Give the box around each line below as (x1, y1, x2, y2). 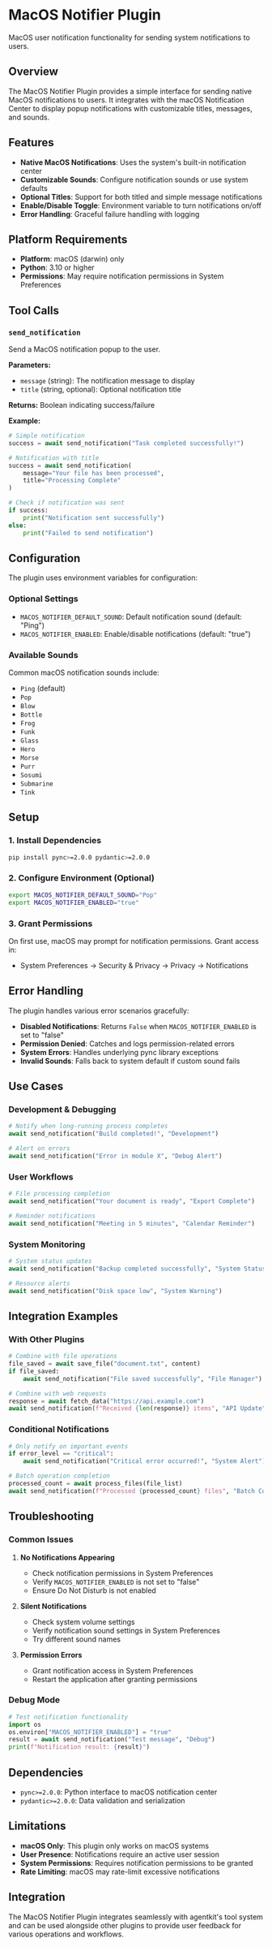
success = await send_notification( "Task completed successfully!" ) (8, 439, 244, 448)
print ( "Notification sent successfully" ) (23, 513, 164, 521)
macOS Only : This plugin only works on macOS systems (19, 1841, 209, 1850)
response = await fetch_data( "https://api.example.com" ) (8, 1397, 205, 1405)
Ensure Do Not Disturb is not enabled (32, 1586, 156, 1595)
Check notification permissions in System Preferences (32, 1568, 214, 1577)
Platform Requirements (8, 232, 128, 246)
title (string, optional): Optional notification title (19, 384, 182, 395)
